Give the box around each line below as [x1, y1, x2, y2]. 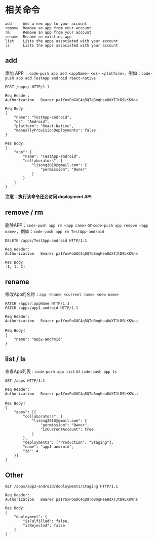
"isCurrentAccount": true [40, 427, 94, 432]
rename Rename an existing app [5, 34, 72, 39]
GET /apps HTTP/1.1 [5, 378, 45, 383]
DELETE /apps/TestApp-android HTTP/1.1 [5, 238, 87, 243]
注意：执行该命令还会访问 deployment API [5, 193, 92, 199]
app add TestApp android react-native [16, 75, 96, 81]
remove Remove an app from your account [5, 25, 92, 30]
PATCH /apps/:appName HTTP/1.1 [5, 301, 70, 306]
